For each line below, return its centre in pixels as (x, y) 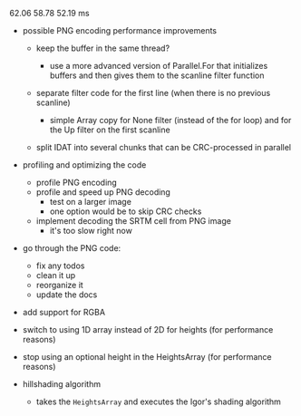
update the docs (67, 295)
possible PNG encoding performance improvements (120, 30)
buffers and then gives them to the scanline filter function (157, 75)
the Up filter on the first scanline (110, 130)
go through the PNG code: (72, 248)
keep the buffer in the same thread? (103, 48)
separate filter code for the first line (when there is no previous (153, 93)
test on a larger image (90, 202)
